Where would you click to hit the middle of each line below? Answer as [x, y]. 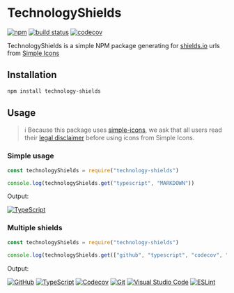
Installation [32, 75]
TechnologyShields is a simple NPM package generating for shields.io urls [114, 45]
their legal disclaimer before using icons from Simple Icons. [109, 138]
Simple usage [31, 156]
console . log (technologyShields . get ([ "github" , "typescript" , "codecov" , [115, 255]
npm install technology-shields [54, 91]
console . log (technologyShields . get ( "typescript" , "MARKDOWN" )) [101, 183]
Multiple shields [35, 228]
